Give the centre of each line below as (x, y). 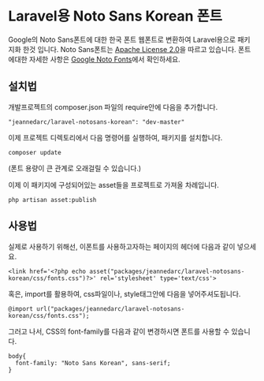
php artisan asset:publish (52, 200)
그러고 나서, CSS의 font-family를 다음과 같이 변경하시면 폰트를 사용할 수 (119, 331)
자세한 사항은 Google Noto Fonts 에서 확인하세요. (105, 59)
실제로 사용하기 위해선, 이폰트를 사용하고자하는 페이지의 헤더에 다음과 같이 (122, 246)
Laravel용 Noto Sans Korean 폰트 (115, 16)
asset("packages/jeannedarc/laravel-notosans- (167, 271)
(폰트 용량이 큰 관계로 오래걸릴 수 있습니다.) (75, 168)
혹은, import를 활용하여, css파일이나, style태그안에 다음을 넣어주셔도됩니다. (125, 293)
